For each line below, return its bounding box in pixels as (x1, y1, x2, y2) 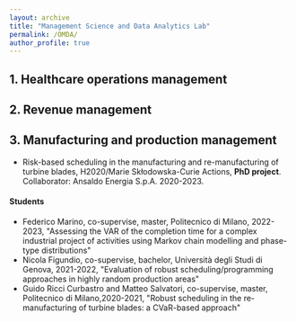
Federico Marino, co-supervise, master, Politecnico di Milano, (22, 217, 249, 228)
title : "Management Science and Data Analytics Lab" (9, 22, 211, 31)
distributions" (41, 245, 91, 256)
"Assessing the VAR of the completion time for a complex (46, 226, 257, 237)
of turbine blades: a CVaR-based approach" (78, 302, 241, 313)
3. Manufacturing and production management (9, 132, 277, 148)
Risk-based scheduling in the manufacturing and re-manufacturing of (22, 157, 280, 167)
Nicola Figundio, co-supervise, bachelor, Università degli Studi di (22, 255, 263, 265)
